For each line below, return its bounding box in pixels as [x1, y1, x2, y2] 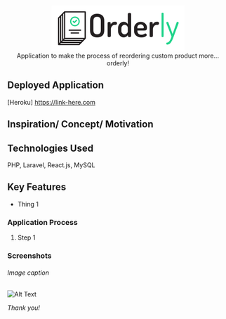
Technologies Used [7, 142, 93, 154]
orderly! [106, 59, 130, 67]
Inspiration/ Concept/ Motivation [7, 118, 154, 131]
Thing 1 [17, 200, 39, 208]
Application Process [7, 217, 79, 227]
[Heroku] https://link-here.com [7, 98, 96, 106]
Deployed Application [7, 79, 104, 91]
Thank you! [7, 304, 41, 312]
